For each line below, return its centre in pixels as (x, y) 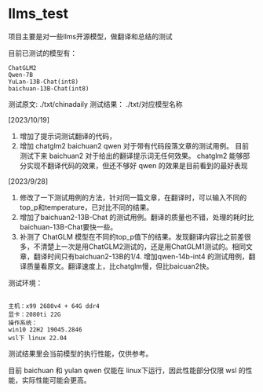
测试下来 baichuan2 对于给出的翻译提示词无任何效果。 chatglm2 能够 (131, 156)
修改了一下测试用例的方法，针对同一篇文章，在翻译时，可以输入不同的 (133, 197)
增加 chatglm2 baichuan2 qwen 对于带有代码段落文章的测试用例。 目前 (134, 145)
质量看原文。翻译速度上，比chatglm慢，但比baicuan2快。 (120, 266)
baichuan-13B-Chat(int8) (49, 88)
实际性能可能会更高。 (56, 380)
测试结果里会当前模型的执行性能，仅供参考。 (80, 354)
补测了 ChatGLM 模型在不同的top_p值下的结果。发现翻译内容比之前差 (132, 236)
